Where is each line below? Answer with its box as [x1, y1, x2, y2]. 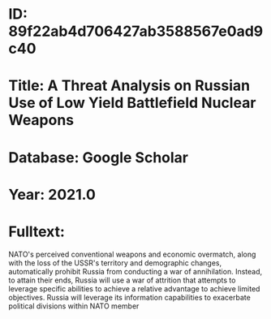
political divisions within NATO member [8, 301, 140, 311]
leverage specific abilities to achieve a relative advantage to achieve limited [8, 283, 260, 293]
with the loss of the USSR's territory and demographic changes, [8, 257, 222, 268]
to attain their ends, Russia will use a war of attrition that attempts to [8, 275, 236, 285]
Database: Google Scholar [8, 148, 189, 166]
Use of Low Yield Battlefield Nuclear [8, 94, 256, 112]
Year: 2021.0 [8, 185, 96, 204]
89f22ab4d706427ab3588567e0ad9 [8, 22, 264, 41]
